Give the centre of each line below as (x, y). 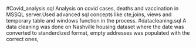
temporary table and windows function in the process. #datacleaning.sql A (96, 21)
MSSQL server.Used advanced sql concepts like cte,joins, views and (89, 14)
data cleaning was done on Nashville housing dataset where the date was (95, 27)
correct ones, (22, 39)
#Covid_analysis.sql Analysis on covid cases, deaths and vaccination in (92, 8)
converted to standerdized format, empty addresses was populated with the (98, 33)
